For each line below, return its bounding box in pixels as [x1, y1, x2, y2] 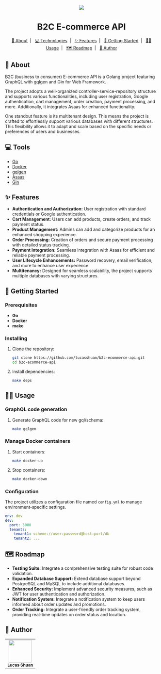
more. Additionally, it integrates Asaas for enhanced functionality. [5, 104, 136, 110]
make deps [12, 378, 32, 383]
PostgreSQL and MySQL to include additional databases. [12, 580, 126, 586]
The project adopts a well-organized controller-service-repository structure [5, 88, 156, 94]
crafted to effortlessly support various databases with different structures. [5, 118, 153, 124]
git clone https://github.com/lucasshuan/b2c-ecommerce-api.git [12, 355, 145, 360]
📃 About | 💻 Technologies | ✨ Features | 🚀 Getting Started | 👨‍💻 [11, 37, 152, 43]
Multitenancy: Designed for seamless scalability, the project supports [12, 268, 152, 273]
